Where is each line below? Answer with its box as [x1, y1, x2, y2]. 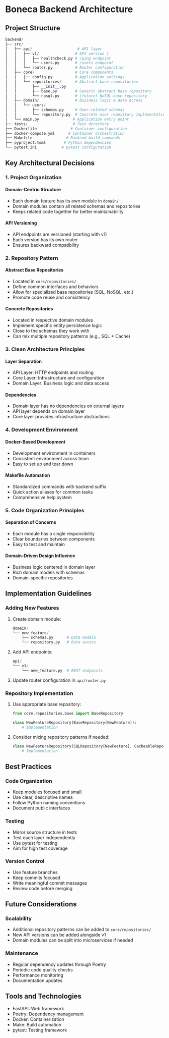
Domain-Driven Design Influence [5, 553, 75, 559]
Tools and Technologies [5, 992, 82, 1001]
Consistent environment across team [12, 455, 89, 461]
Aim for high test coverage [12, 845, 68, 851]
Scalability [5, 915, 32, 922]
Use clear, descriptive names [12, 794, 73, 800]
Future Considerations [5, 900, 77, 909]
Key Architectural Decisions [5, 159, 95, 168]
